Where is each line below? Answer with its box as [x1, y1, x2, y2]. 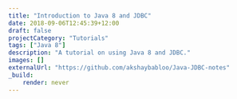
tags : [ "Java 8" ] [8, 42, 66, 49]
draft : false [8, 26, 52, 34]
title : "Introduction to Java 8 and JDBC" [8, 11, 152, 20]
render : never [22, 78, 69, 86]
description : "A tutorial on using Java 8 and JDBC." [8, 49, 192, 57]
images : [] [8, 57, 45, 65]
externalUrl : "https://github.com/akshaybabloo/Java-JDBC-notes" [8, 64, 230, 72]
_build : [8, 71, 34, 79]
